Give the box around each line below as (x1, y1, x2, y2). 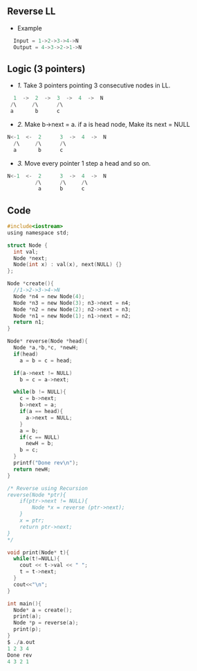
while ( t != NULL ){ (13, 555, 60, 562)
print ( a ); (13, 613, 41, 620)
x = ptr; (19, 517, 45, 524)
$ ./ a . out (7, 638, 36, 645)
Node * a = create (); (13, 607, 73, 613)
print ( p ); (13, 626, 41, 633)
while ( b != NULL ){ (13, 388, 67, 396)
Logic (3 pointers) (7, 62, 86, 75)
